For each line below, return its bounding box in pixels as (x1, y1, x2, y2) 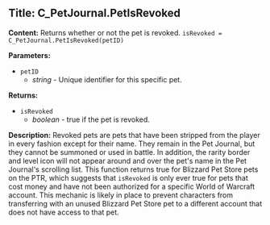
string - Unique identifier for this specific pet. (31, 74, 183, 84)
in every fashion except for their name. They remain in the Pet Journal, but (8, 139, 255, 148)
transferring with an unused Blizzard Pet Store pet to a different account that (8, 198, 263, 208)
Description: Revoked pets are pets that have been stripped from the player (8, 130, 260, 140)
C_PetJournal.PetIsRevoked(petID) (8, 36, 125, 44)
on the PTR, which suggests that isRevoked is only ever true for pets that (8, 173, 248, 182)
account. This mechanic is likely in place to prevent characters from (8, 190, 234, 200)
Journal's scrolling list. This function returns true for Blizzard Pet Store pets (8, 165, 259, 174)
